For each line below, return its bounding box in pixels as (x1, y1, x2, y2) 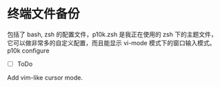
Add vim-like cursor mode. (7, 73, 83, 82)
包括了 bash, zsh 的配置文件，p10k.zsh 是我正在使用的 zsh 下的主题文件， (7, 30, 217, 38)
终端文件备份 (7, 6, 81, 22)
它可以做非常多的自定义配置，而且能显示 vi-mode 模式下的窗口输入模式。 (7, 38, 216, 47)
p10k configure (7, 46, 50, 55)
